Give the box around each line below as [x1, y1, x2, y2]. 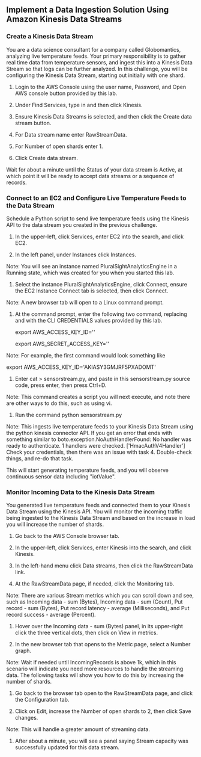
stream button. [14, 119, 52, 126]
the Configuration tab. [14, 696, 70, 703]
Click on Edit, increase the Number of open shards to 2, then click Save [14, 708, 191, 715]
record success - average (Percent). [6, 611, 96, 619]
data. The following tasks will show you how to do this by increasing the [6, 672, 184, 679]
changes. [14, 714, 38, 721]
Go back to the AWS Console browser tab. [14, 533, 120, 540]
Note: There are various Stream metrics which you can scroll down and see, [6, 592, 194, 599]
